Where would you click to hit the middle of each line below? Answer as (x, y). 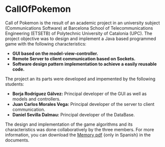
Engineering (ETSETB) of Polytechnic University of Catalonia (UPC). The (79, 33)
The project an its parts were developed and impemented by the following (80, 79)
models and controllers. (36, 99)
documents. (17, 140)
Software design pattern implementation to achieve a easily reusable (84, 64)
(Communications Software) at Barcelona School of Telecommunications (79, 28)
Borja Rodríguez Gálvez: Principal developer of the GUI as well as (79, 94)
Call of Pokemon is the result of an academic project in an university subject (82, 23)
